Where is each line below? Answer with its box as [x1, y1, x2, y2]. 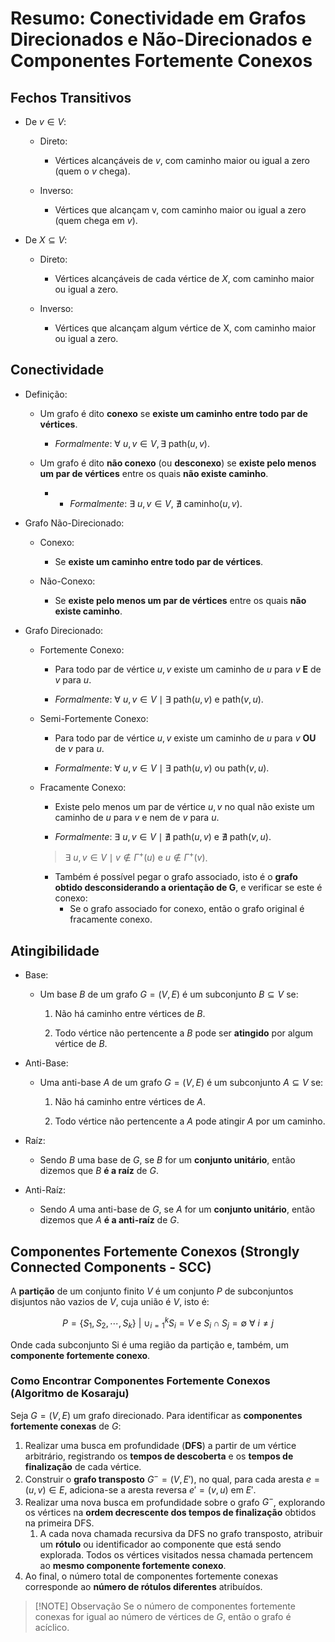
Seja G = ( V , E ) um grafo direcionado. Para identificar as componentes [10, 1409, 303, 1421]
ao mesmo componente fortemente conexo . [39, 1560, 227, 1572]
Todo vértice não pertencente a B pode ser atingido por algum [54, 1027, 314, 1039]
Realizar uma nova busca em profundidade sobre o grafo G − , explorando [24, 1494, 326, 1508]
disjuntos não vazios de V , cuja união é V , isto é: [10, 1296, 210, 1308]
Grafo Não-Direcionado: [24, 517, 125, 529]
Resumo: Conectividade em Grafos [10, 7, 307, 30]
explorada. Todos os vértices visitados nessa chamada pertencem [39, 1549, 314, 1561]
